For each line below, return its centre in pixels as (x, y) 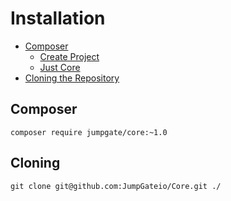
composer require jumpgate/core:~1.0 (89, 132)
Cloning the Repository (72, 78)
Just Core (60, 67)
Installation (58, 18)
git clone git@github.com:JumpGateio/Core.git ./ (116, 186)
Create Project (69, 56)
